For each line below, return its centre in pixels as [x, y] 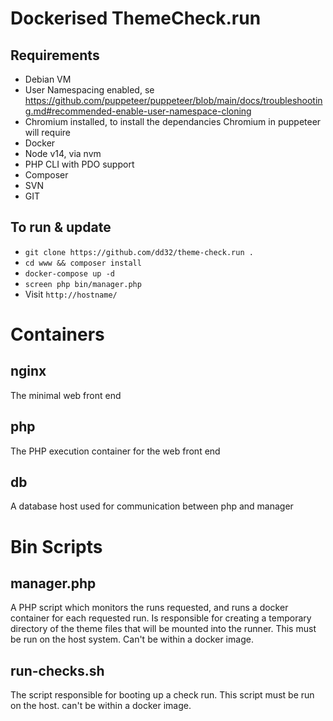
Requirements [55, 55]
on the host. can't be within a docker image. [101, 706]
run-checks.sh [57, 670]
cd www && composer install [83, 263]
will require [48, 132]
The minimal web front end [66, 395]
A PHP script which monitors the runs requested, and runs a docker [149, 608]
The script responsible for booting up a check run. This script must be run [162, 695]
